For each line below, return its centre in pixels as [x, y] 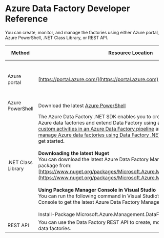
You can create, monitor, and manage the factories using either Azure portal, [82, 32]
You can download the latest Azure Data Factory [93, 159]
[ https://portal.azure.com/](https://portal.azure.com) [98, 79]
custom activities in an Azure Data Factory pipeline [96, 129]
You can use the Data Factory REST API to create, [95, 222]
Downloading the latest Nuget [74, 153]
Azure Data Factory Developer [68, 9]
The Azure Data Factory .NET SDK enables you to [95, 116]
